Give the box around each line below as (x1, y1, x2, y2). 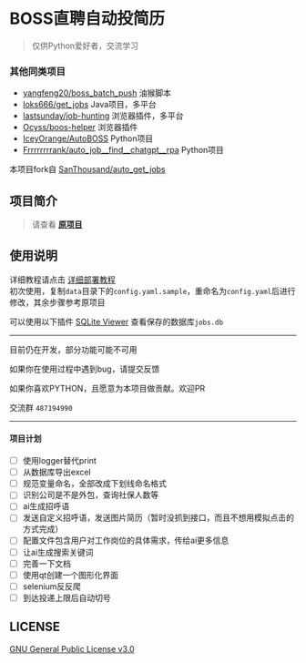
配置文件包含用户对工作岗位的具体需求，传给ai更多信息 (22, 535, 229, 546)
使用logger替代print (22, 455, 97, 466)
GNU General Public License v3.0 (9, 643, 135, 654)
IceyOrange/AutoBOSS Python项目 (22, 133, 153, 144)
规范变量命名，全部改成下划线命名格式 (22, 478, 167, 489)
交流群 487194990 (9, 402, 73, 413)
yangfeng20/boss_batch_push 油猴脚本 (22, 87, 171, 98)
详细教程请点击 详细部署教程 (9, 274, 116, 285)
